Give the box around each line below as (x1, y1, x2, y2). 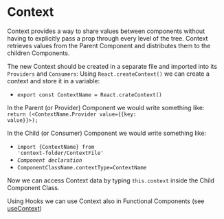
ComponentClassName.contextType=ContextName (16, 164, 147, 171)
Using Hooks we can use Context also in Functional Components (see (7, 197, 205, 205)
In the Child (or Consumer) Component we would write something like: (7, 129, 207, 137)
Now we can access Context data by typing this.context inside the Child (7, 176, 215, 185)
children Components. (7, 49, 70, 57)
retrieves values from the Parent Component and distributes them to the (7, 41, 211, 50)
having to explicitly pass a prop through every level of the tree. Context (7, 34, 208, 42)
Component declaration (16, 156, 82, 164)
